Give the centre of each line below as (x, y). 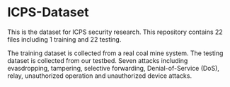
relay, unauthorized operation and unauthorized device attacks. (100, 76)
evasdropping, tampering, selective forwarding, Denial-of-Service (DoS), (113, 68)
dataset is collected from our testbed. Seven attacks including (98, 60)
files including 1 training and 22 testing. (64, 39)
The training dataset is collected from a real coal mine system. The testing (115, 53)
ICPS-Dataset (48, 12)
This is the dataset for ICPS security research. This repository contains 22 (115, 32)
